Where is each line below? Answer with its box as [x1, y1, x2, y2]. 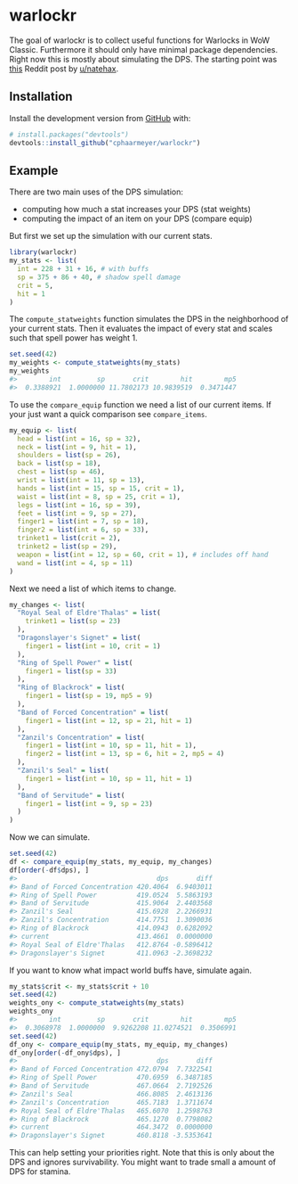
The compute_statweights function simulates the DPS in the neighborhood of [9, 314, 289, 325]
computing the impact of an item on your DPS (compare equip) [21, 213, 253, 224]
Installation [9, 89, 73, 104]
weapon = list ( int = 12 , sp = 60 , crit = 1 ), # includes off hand [17, 550, 269, 559]
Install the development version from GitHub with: [9, 112, 191, 123]
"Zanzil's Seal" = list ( [17, 766, 109, 776]
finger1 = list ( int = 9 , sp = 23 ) [25, 799, 153, 808]
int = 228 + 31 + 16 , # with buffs [17, 265, 149, 274]
